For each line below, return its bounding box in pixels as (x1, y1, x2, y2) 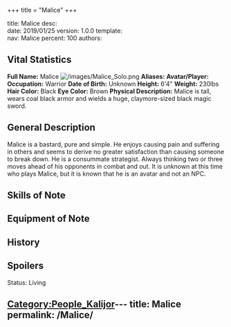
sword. (7, 102, 27, 110)
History (7, 236, 40, 248)
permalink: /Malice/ (7, 309, 93, 321)
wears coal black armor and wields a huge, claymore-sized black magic (7, 94, 212, 102)
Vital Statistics (7, 54, 72, 66)
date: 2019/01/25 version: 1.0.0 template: (7, 27, 123, 35)
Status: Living (7, 278, 46, 286)
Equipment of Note (7, 213, 90, 225)
